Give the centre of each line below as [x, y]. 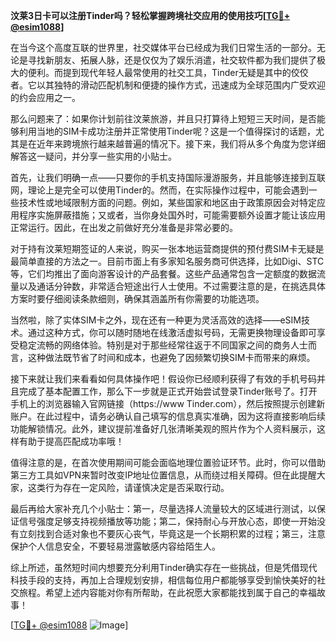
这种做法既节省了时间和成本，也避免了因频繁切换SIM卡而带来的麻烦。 [171, 357]
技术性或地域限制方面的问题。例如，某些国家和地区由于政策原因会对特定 [167, 202]
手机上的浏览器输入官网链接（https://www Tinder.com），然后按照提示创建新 [168, 403]
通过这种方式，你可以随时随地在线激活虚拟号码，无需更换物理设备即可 [172, 332]
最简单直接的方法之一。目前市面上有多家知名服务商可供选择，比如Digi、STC [167, 261]
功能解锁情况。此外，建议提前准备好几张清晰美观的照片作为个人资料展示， [163, 428]
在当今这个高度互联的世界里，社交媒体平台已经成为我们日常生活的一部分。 [163, 47]
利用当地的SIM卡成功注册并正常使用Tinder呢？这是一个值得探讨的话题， [167, 131]
